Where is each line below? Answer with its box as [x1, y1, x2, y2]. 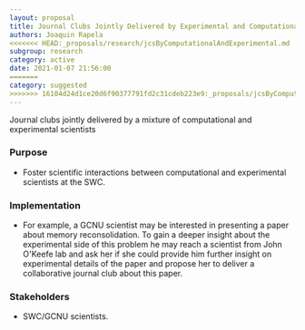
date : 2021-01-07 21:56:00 [9, 64, 112, 73]
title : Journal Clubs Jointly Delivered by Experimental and [9, 22, 246, 31]
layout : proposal [9, 13, 75, 23]
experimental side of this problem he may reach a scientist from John [22, 239, 283, 250]
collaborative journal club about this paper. [22, 268, 183, 279]
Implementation [9, 199, 82, 211]
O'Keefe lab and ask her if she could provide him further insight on [22, 248, 272, 259]
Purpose [9, 146, 48, 159]
